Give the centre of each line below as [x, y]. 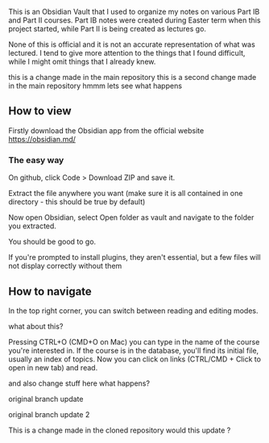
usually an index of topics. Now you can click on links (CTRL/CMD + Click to [135, 359]
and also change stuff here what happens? [79, 383]
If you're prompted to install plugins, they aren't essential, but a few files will [134, 257]
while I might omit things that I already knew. [82, 61]
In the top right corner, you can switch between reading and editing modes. [134, 311]
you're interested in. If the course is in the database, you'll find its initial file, [134, 350]
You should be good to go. [52, 242]
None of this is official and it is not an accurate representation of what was [132, 44]
